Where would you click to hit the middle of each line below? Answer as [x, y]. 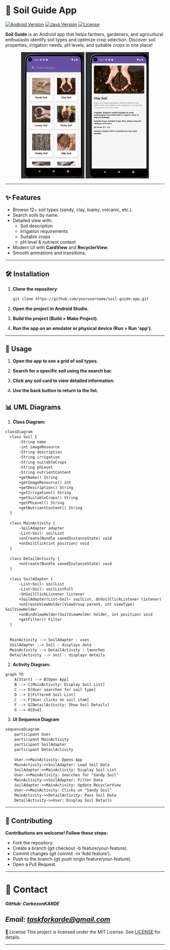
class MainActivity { [33, 523]
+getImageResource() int [45, 483]
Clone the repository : [35, 289]
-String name [32, 442]
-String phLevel [36, 467]
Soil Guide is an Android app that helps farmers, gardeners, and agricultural [84, 34]
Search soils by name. [36, 215]
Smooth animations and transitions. [49, 253]
